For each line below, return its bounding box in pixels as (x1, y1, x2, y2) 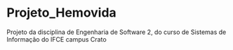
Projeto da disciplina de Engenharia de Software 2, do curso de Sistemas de (6, 28, 227, 36)
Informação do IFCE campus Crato (6, 35, 107, 43)
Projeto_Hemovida (6, 5, 116, 21)
